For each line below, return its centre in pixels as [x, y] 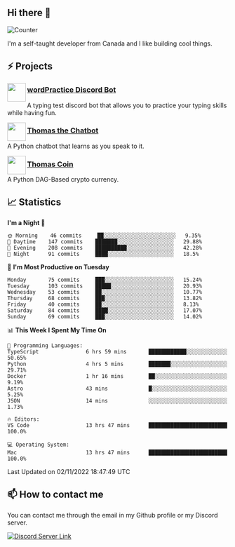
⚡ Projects [30, 66]
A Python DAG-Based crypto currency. [63, 180]
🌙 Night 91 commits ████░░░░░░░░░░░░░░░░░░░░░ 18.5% [103, 254]
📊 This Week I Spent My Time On [57, 330]
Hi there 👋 [29, 13]
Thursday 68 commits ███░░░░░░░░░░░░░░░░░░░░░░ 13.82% [105, 298]
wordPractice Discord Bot [72, 90]
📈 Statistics [34, 202]
